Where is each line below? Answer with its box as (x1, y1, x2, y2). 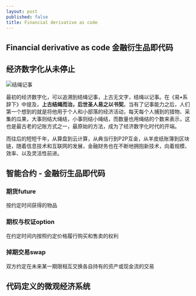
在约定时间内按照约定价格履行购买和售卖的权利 (6, 232, 118, 239)
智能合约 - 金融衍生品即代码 (6, 168, 106, 178)
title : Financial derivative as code (6, 19, 98, 25)
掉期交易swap (6, 248, 46, 256)
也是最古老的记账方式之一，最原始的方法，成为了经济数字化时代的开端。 (6, 122, 180, 129)
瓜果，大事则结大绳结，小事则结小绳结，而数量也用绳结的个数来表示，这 (16, 115, 190, 122)
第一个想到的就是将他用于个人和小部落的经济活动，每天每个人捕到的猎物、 (6, 108, 185, 115)
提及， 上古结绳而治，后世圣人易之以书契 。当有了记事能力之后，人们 (26, 101, 190, 108)
